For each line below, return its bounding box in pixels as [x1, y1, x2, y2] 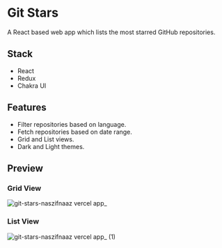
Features [7, 102, 47, 114]
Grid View [7, 183, 42, 193]
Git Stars [7, 5, 59, 21]
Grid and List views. [17, 134, 74, 144]
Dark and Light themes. [17, 142, 85, 150]
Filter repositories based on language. [17, 120, 127, 128]
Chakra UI [17, 82, 47, 90]
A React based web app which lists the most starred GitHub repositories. [7, 28, 216, 36]
